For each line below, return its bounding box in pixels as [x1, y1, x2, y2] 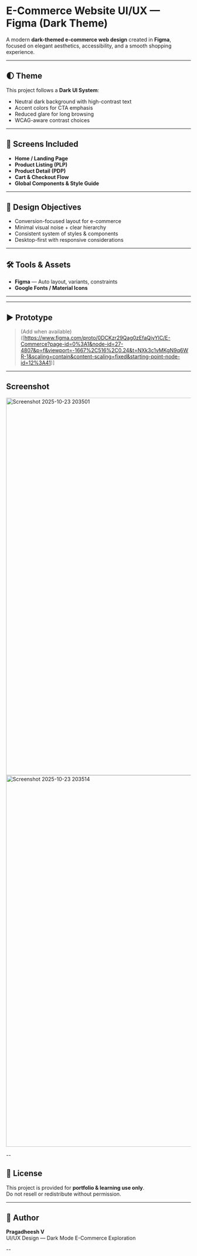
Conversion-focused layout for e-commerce [14, 218, 121, 225]
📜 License [6, 1169, 43, 1179]
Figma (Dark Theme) [6, 16, 108, 30]
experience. [6, 48, 35, 55]
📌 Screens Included [6, 139, 79, 149]
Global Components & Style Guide [14, 180, 100, 187]
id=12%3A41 [20, 359, 51, 366]
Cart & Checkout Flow [14, 173, 69, 180]
